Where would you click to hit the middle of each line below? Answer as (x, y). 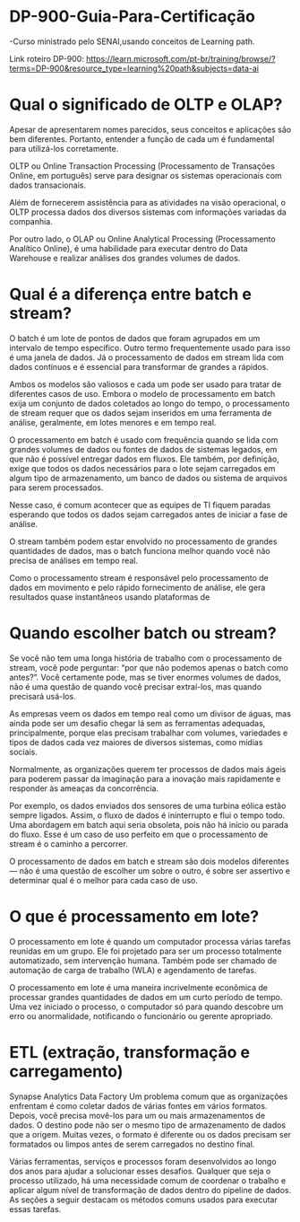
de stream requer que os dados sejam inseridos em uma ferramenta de (141, 413)
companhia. (31, 221)
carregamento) (66, 1071)
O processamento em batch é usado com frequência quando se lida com (144, 440)
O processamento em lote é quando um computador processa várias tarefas (150, 941)
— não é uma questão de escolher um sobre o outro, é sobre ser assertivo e (150, 870)
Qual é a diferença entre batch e (131, 295)
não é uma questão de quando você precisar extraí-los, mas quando (136, 686)
